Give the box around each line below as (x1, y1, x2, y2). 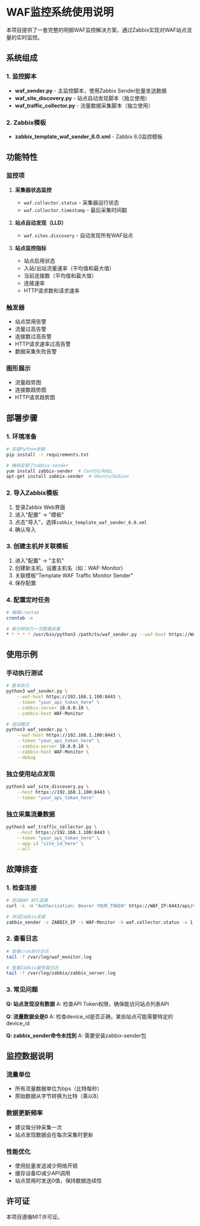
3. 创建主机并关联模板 (6, 542, 68, 551)
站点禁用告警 (14, 317, 46, 325)
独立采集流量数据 (6, 810, 55, 818)
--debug (17, 754, 36, 761)
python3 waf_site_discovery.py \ (6, 784, 89, 790)
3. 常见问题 (6, 986, 38, 994)
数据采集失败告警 (14, 347, 57, 355)
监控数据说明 (6, 1051, 54, 1061)
